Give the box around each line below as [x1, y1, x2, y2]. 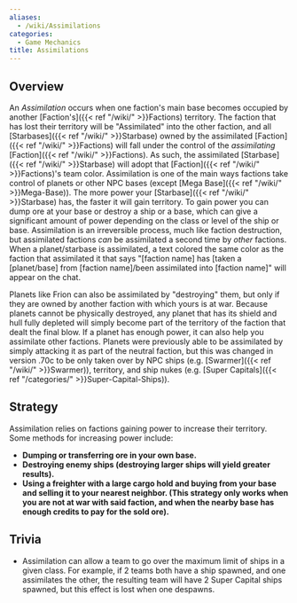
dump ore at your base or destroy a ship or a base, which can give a [9, 206, 259, 216]
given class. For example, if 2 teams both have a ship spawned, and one [21, 565, 286, 576]
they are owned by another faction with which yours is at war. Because [9, 298, 269, 309]
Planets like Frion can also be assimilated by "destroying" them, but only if [9, 289, 280, 300]
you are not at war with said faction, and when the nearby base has [21, 497, 275, 507]
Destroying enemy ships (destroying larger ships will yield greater [21, 458, 270, 470]
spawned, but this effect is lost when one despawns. [21, 583, 215, 594]
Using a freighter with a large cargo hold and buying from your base [21, 478, 277, 489]
